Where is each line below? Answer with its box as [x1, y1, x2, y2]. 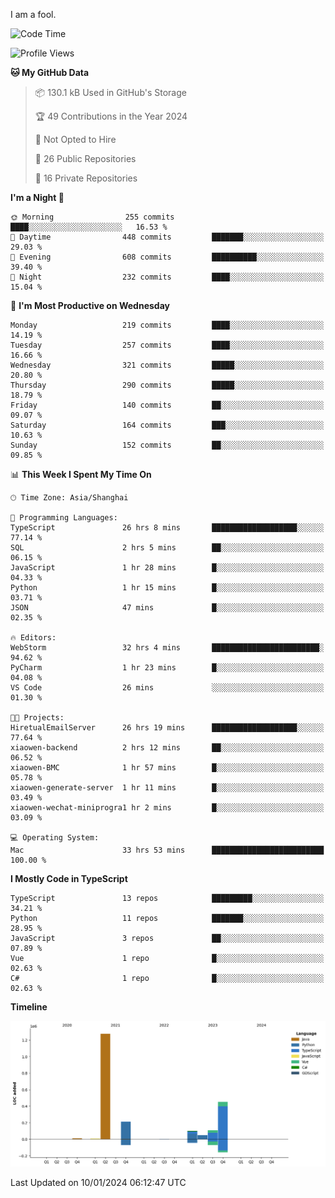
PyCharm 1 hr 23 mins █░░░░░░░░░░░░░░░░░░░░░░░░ [10, 663, 325, 673]
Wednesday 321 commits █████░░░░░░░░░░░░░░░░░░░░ [10, 360, 325, 370]
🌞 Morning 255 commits [10, 212, 175, 222]
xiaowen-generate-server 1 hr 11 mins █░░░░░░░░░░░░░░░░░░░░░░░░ [10, 783, 325, 793]
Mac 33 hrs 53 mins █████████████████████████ [10, 845, 325, 855]
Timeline [10, 1001, 48, 1013]
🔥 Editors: [10, 633, 57, 643]
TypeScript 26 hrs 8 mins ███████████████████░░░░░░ [10, 523, 325, 533]
